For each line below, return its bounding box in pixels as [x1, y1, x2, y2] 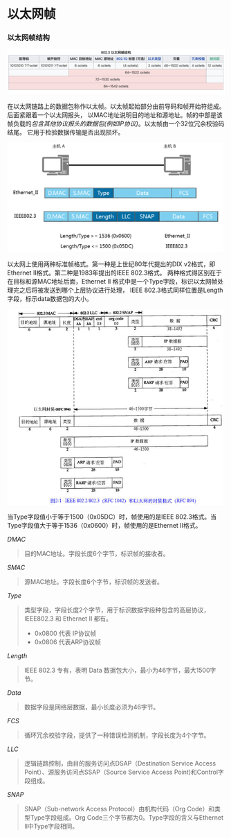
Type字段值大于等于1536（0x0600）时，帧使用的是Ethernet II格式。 [7, 521, 202, 529]
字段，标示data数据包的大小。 [7, 295, 93, 303]
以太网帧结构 [7, 33, 50, 42]
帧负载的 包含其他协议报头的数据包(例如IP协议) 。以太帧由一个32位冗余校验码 [7, 119, 225, 128]
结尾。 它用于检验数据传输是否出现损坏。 [7, 128, 124, 136]
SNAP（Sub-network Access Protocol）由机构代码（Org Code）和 [24, 804, 215, 813]
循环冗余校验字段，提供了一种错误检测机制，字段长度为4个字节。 [24, 731, 210, 739]
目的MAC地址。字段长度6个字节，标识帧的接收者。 [24, 549, 169, 558]
